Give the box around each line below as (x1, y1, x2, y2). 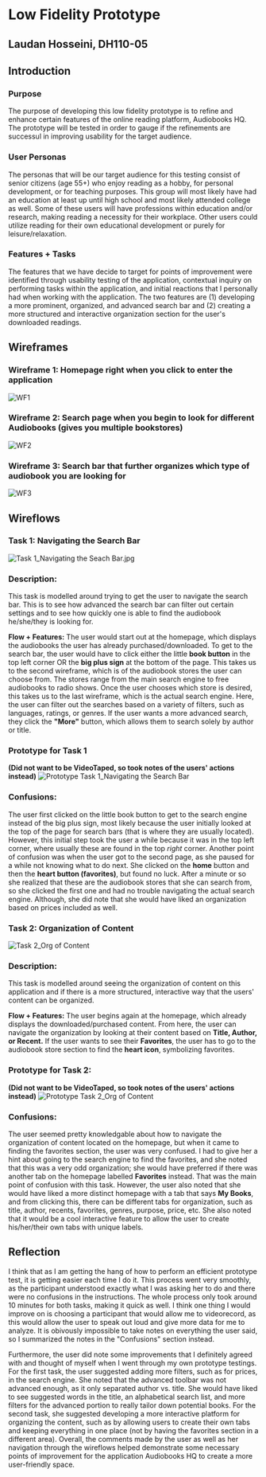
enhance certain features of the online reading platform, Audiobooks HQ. (8, 115, 247, 124)
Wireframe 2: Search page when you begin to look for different (8, 412, 255, 424)
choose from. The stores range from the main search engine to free (8, 674, 229, 684)
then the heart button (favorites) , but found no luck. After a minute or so (8, 869, 246, 878)
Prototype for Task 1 (8, 745, 87, 756)
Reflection (8, 1245, 61, 1259)
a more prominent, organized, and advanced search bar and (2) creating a (8, 300, 251, 310)
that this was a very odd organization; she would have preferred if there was (8, 1162, 258, 1172)
